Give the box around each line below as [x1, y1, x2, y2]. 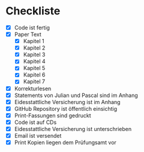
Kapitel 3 [23, 51, 46, 58]
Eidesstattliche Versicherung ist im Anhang [14, 98, 121, 105]
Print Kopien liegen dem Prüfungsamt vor [14, 139, 116, 146]
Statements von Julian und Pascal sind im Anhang [14, 92, 139, 99]
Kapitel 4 [23, 58, 46, 65]
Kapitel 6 [23, 71, 46, 78]
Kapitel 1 [23, 38, 44, 45]
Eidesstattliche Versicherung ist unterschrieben [14, 125, 132, 132]
